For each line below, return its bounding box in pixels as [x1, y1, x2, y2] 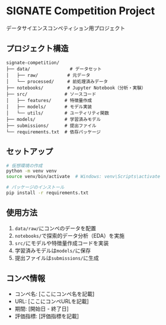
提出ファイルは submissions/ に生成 [14, 254, 99, 262]
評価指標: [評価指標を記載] [14, 313, 79, 320]
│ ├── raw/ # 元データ [6, 72, 91, 78]
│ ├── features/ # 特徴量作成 [6, 97, 92, 103]
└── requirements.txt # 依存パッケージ [6, 129, 101, 135]
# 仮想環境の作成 [6, 162, 43, 168]
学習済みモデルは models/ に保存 [14, 247, 91, 254]
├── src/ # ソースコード [6, 91, 97, 97]
